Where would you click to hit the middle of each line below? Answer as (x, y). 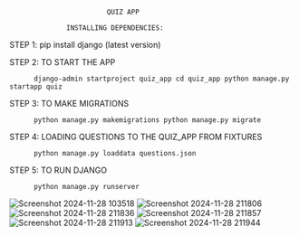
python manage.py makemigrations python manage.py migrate (147, 120)
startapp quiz (36, 87)
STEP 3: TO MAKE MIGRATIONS (69, 104)
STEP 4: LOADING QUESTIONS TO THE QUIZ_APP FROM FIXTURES (136, 137)
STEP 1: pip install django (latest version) (85, 45)
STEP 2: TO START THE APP (63, 62)
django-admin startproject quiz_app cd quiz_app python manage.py (161, 79)
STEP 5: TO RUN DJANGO (58, 170)
